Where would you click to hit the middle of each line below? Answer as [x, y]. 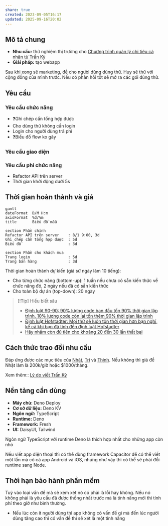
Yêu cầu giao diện [27, 152]
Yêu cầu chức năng [29, 107]
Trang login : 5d [41, 257]
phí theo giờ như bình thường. [36, 503]
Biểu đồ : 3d [41, 244]
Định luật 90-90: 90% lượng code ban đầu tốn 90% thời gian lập [91, 310]
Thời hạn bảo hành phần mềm [53, 481]
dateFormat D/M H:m [27, 213]
